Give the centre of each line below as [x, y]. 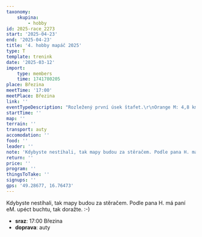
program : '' [21, 169]
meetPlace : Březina [31, 96]
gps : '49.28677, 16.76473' [40, 186]
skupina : [28, 17]
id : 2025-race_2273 [31, 29]
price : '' [19, 163]
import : [16, 68]
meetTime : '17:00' [29, 90]
